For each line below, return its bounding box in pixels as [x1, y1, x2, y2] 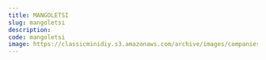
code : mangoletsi [8, 33, 66, 41]
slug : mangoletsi [8, 19, 66, 26]
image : [8, 41, 30, 48]
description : [8, 26, 51, 34]
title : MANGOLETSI [8, 11, 69, 19]
